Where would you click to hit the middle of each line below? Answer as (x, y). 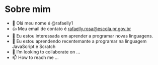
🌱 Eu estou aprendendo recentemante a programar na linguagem (79, 41)
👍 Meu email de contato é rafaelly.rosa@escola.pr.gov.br (71, 28)
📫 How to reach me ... (35, 57)
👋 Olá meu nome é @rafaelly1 (43, 23)
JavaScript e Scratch (34, 46)
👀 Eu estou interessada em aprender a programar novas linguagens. (83, 35)
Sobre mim (28, 9)
